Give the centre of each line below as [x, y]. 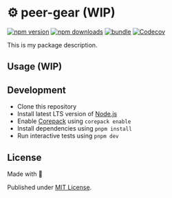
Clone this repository [47, 107]
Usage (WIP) [35, 67]
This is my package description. [52, 45]
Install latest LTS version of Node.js [67, 114]
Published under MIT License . [50, 187]
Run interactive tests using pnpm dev [68, 136]
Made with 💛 [25, 174]
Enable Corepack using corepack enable [74, 121]
